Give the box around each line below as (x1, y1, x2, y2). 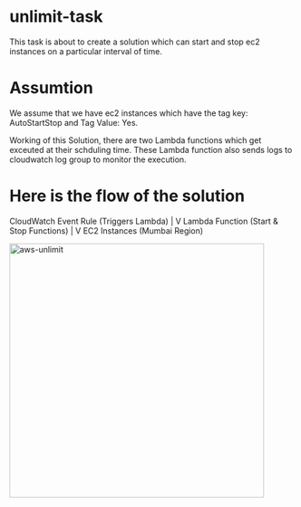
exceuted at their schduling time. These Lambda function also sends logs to (9, 144, 293, 155)
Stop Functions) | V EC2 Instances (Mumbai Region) (9, 225, 204, 236)
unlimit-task (9, 6, 103, 27)
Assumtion (9, 78, 93, 99)
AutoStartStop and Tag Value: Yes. (9, 117, 139, 128)
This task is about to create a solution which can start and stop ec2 (9, 36, 260, 47)
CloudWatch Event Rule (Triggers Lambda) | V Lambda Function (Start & (9, 215, 279, 226)
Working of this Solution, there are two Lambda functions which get (9, 134, 262, 146)
